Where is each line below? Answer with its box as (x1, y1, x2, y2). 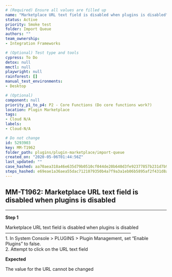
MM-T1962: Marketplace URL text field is (5, 188, 139, 196)
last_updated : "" (5, 160, 42, 165)
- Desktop (5, 84, 27, 89)
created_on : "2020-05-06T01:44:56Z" (5, 154, 83, 160)
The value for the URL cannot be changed (5, 266, 94, 272)
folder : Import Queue (5, 27, 52, 32)
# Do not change (5, 135, 40, 141)
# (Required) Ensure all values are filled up (5, 7, 106, 13)
